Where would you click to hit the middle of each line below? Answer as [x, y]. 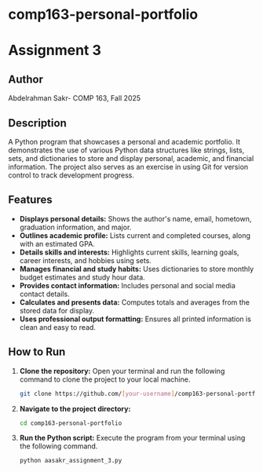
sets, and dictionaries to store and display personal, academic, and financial [131, 158]
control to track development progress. [71, 175]
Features [30, 200]
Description [37, 123]
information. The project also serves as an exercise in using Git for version [128, 167]
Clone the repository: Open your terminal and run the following [122, 371]
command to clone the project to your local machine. [105, 379]
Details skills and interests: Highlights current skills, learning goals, [129, 252]
